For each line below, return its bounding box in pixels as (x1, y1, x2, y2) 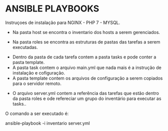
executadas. (12, 44, 38, 50)
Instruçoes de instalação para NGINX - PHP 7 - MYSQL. (5, 19, 120, 25)
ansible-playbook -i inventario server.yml (5, 120, 90, 126)
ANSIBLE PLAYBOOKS (5, 3, 99, 14)
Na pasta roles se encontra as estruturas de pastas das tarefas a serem (12, 38, 160, 45)
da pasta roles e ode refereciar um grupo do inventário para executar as (12, 95, 161, 101)
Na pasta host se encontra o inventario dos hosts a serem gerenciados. (12, 29, 160, 35)
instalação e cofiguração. (12, 69, 65, 75)
